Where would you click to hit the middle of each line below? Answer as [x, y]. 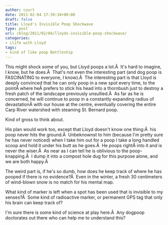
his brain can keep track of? [34, 202]
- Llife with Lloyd [26, 43]
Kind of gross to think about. [35, 119]
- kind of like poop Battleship [39, 52]
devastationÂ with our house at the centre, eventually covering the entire [81, 104]
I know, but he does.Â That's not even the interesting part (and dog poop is [83, 72]
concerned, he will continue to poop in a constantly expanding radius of [80, 99]
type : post [17, 29]
